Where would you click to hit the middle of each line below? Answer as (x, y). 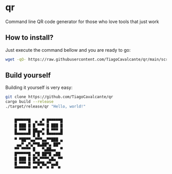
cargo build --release (29, 102)
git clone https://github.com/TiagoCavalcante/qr (59, 97)
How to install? (29, 38)
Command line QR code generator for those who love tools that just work (82, 21)
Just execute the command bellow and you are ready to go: (68, 50)
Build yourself (28, 75)
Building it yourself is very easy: (39, 88)
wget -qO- (16, 59)
